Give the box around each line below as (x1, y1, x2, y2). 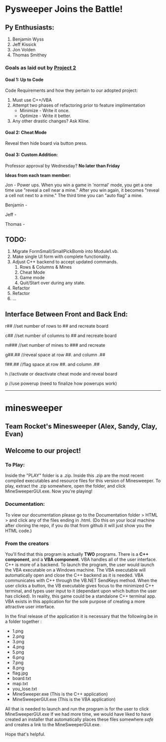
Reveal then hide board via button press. (5, 140, 87, 146)
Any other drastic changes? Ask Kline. (12, 118, 90, 124)
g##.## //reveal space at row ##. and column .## (5, 352, 105, 358)
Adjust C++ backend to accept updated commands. (12, 259, 118, 265)
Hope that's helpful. (5, 731, 45, 737)
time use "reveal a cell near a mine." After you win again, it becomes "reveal (5, 187, 160, 193)
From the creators (5, 540, 49, 547)
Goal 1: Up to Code (5, 77, 43, 82)
